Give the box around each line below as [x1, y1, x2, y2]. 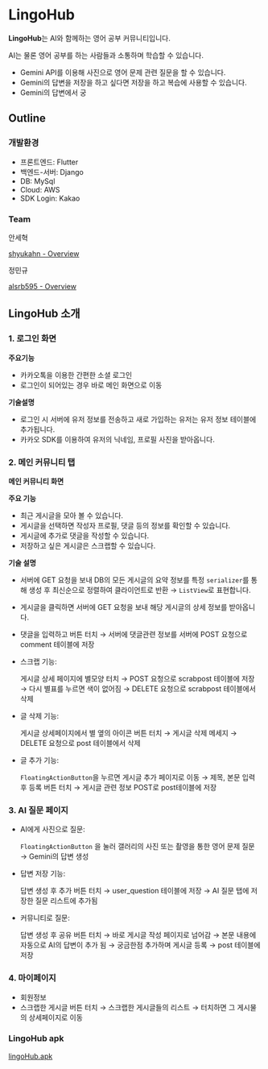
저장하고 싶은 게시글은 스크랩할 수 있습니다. [19, 541, 156, 550]
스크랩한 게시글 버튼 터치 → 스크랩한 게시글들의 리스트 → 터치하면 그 [19, 1002, 236, 1012]
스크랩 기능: [19, 657, 58, 666]
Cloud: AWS [19, 184, 60, 194]
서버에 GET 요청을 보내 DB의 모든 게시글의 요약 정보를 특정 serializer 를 [19, 574, 249, 585]
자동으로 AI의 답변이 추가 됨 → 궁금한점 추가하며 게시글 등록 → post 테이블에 [19, 940, 261, 950]
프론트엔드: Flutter [19, 157, 79, 167]
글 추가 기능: [19, 755, 60, 764]
